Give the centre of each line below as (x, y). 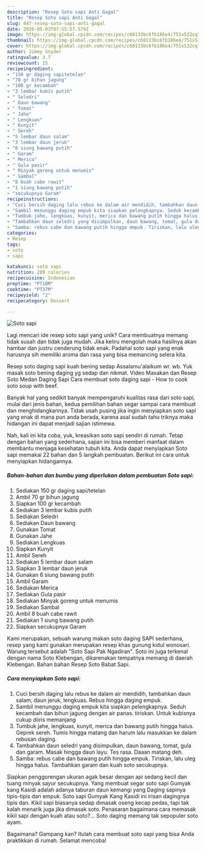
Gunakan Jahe (34, 536)
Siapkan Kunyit (34, 549)
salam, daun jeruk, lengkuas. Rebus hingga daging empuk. (89, 700)
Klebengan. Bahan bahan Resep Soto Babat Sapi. (68, 665)
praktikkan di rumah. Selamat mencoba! (57, 841)
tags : (14, 245)
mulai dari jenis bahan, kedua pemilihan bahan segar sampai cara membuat (102, 404)
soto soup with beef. (33, 386)
